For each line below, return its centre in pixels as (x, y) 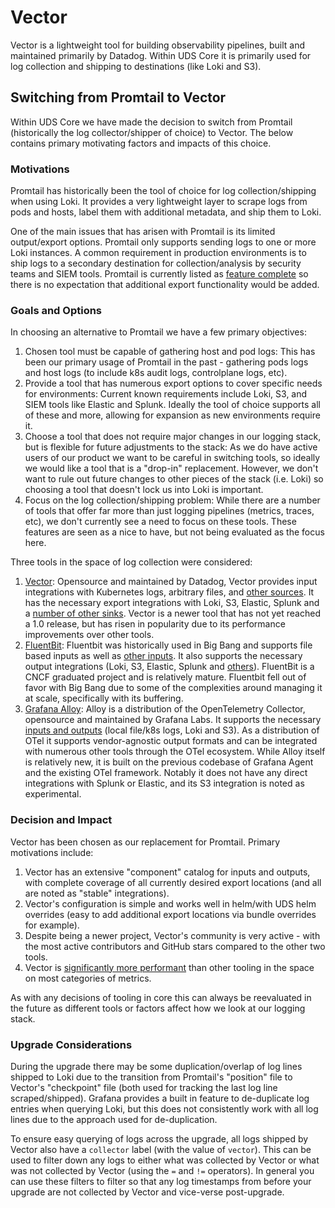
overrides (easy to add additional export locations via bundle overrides (170, 914)
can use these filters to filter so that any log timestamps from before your (161, 1181)
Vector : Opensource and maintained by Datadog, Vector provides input (171, 582)
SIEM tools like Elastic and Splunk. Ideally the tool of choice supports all (172, 405)
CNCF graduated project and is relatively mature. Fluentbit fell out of (165, 677)
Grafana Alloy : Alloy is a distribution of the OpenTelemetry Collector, (165, 709)
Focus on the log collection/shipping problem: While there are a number (172, 500)
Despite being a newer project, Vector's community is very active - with (172, 935)
